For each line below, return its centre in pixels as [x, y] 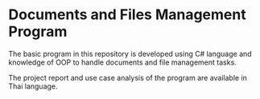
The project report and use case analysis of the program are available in [128, 77]
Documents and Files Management [128, 15]
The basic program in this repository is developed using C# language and [130, 53]
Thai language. [33, 86]
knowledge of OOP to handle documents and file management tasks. [123, 62]
